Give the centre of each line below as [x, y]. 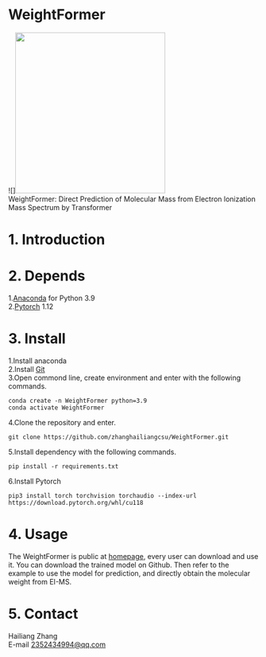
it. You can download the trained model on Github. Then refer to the [119, 565]
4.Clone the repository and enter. [62, 422]
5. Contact [43, 614]
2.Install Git [27, 369]
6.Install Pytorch [35, 481]
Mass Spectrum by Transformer [60, 207]
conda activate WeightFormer [56, 408]
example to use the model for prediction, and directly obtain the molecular [129, 573]
